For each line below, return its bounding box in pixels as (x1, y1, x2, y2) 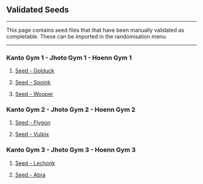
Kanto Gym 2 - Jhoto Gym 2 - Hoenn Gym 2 (6, 105, 136, 114)
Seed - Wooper (14, 90, 53, 98)
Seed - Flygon (14, 119, 51, 126)
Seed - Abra (14, 171, 46, 178)
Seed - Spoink (14, 79, 51, 86)
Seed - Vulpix (14, 130, 50, 138)
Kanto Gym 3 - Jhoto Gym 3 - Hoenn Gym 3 (6, 146, 136, 154)
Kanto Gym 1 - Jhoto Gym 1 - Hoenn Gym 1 (6, 54, 132, 62)
